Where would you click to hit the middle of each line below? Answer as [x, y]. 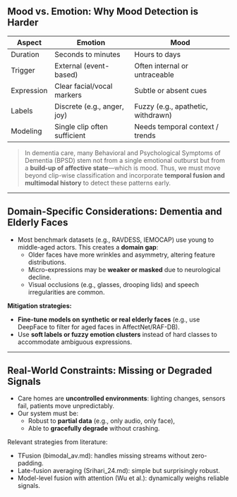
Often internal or [162, 66]
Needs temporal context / [176, 126]
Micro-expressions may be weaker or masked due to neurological [124, 269]
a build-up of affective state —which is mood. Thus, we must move [122, 168]
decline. [39, 277]
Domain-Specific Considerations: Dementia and [115, 212]
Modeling [26, 131]
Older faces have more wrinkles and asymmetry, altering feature [121, 254]
